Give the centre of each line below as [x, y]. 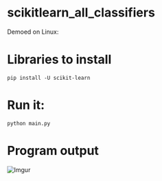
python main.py [29, 123]
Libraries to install [59, 60]
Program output [53, 151]
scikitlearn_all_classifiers [81, 13]
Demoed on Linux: [33, 32]
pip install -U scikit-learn [49, 78]
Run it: [26, 105]
